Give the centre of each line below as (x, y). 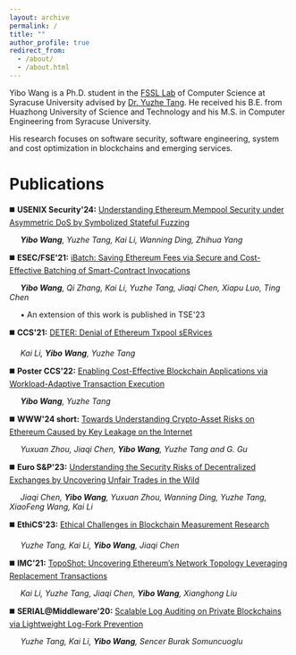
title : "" (28, 34)
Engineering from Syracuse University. (80, 121)
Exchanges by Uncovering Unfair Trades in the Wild (104, 480)
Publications (57, 185)
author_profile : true (50, 42)
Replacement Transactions (59, 575)
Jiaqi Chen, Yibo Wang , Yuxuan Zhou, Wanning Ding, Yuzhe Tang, (144, 497)
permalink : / (34, 26)
